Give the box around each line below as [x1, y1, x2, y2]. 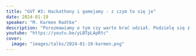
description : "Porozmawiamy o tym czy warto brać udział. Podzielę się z [6, 24, 191, 31]
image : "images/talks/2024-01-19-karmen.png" [11, 41, 125, 47]
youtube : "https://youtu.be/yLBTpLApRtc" [6, 30, 109, 36]
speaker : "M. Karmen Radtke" [6, 19, 77, 25]
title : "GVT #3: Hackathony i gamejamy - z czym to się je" [6, 8, 157, 15]
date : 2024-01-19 [6, 14, 49, 20]
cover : [6, 36, 22, 41]
